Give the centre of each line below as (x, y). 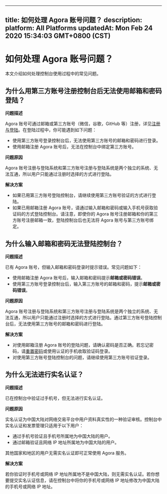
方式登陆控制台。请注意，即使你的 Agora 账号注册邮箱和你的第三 (92, 214)
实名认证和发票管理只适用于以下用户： (44, 425)
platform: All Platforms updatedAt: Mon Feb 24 (79, 28)
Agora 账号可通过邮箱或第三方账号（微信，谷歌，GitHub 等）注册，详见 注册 (83, 124)
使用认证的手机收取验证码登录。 (80, 351)
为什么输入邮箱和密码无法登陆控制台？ (64, 244)
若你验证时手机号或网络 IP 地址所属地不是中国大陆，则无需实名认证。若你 (80, 474)
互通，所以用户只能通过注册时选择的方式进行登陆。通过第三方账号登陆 (81, 317)
